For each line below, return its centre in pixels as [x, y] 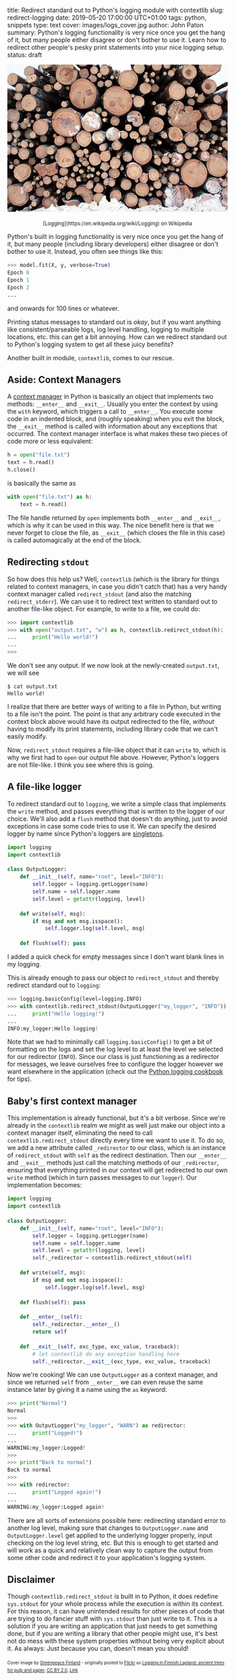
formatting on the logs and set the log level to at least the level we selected [115, 1049]
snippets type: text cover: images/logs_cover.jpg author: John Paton [106, 25]
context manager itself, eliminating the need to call [80, 1133]
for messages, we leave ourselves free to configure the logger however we [115, 1064]
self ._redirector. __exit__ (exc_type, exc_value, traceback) [122, 1361]
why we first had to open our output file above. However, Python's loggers [113, 757]
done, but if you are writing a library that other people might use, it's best [113, 1634]
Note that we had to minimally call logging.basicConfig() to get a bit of [110, 1042]
